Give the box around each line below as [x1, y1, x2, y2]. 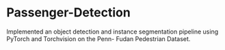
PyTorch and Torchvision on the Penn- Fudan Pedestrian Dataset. [6, 34, 191, 42]
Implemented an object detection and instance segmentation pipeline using [6, 27, 219, 36]
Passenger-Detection [6, 5, 131, 21]
